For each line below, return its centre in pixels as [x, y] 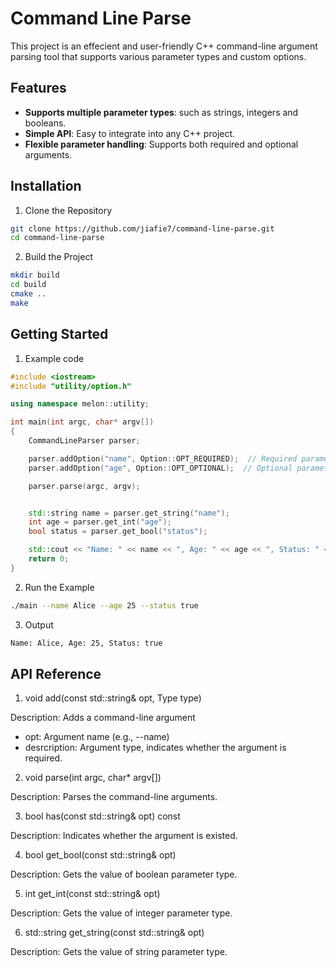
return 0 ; [49, 559]
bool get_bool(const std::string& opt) [100, 855]
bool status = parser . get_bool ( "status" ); [118, 532]
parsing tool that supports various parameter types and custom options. [158, 56]
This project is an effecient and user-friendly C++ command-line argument [164, 46]
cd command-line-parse [57, 238]
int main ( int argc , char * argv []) [82, 422]
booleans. [45, 123]
